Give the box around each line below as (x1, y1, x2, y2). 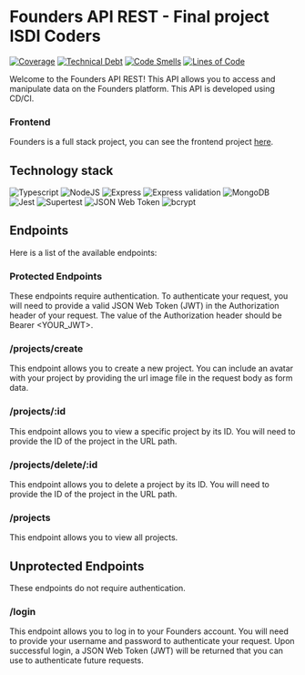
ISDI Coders (9, 26, 102, 46)
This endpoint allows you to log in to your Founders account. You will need (9, 626, 290, 637)
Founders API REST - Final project (9, 6, 270, 27)
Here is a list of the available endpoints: (9, 247, 158, 258)
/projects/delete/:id (9, 458, 98, 471)
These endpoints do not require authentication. (9, 583, 187, 594)
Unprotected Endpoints (9, 558, 145, 574)
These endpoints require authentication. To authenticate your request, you (9, 291, 289, 302)
